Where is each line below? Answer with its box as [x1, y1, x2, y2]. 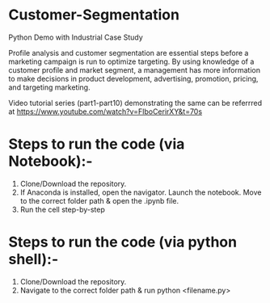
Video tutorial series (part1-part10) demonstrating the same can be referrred [8, 98, 263, 107]
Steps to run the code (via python [8, 233, 237, 251]
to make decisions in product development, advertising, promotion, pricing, [8, 74, 259, 83]
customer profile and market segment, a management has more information [8, 65, 261, 74]
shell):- [8, 250, 59, 268]
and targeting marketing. [8, 82, 91, 92]
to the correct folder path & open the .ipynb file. [19, 196, 179, 205]
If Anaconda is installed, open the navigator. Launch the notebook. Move [19, 187, 262, 197]
